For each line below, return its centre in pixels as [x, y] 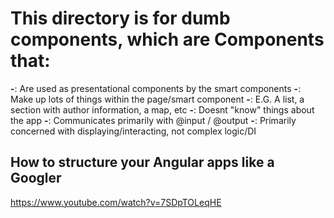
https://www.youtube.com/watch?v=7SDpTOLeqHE [116, 202]
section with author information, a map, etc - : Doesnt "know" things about [162, 109]
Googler [36, 178]
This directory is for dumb [120, 18]
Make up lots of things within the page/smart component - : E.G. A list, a [157, 99]
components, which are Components [167, 39]
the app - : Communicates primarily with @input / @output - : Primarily [153, 120]
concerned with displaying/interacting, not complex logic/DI [133, 131]
